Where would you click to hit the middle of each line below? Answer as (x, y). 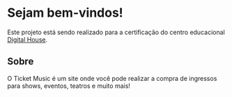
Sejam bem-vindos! (65, 13)
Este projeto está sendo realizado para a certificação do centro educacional (116, 32)
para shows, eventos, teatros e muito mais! (69, 86)
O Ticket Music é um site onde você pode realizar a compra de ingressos (112, 78)
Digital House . (27, 39)
